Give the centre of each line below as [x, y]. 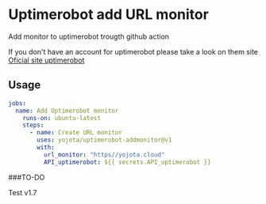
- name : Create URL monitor [76, 133]
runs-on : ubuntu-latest [62, 118]
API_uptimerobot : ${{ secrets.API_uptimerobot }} [127, 162]
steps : [33, 125]
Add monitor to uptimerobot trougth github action [89, 36]
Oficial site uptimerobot [46, 60]
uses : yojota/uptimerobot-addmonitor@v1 [104, 140]
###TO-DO [27, 177]
